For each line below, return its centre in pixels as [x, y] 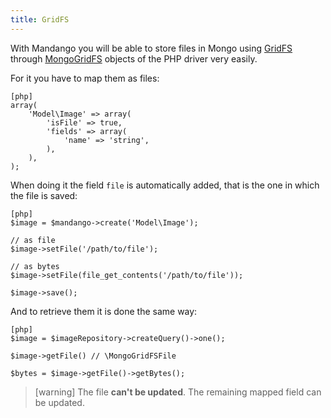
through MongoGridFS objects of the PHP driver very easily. [134, 58]
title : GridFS [40, 19]
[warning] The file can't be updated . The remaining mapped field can [178, 392]
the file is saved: [44, 195]
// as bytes [35, 266]
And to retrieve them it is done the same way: [104, 311]
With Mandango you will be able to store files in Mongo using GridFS [151, 48]
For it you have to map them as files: [85, 78]
